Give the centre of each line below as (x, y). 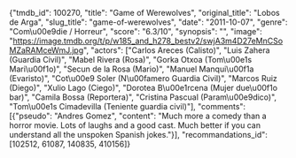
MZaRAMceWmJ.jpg (47, 50)
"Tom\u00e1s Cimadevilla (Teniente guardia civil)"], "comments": (128, 106)
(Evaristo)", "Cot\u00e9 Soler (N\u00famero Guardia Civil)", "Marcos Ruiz (143, 78)
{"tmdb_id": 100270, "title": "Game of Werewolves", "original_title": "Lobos (145, 13)
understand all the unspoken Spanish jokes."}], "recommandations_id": (139, 135)
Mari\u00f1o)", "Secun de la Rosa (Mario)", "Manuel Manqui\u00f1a (132, 69)
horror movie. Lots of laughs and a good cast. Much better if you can (135, 125)
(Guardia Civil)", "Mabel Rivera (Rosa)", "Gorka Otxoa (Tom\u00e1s (131, 60)
